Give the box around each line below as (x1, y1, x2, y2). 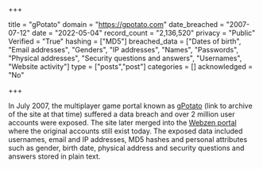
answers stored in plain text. (8, 152, 101, 161)
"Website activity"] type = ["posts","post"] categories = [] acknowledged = (8, 62, 253, 71)
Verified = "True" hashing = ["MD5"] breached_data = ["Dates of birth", (8, 36, 242, 46)
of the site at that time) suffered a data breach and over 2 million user (8, 109, 236, 119)
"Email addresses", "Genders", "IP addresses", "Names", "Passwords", (8, 45, 239, 54)
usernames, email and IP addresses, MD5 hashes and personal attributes (8, 135, 248, 144)
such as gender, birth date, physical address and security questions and (8, 144, 245, 152)
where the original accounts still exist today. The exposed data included (8, 126, 243, 136)
